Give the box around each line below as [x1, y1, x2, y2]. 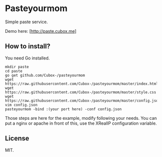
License [5, 134, 29, 143]
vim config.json [5, 102, 38, 107]
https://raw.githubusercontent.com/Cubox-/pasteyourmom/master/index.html [5, 81, 159, 86]
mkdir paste [5, 64, 29, 69]
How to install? [5, 42, 51, 51]
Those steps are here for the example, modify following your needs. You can [5, 115, 157, 121]
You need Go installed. [5, 55, 50, 61]
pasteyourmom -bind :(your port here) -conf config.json [5, 107, 122, 112]
